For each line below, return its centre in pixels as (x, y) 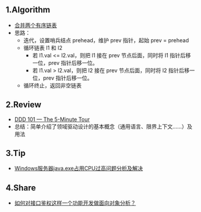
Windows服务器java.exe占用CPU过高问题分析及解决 (79, 169)
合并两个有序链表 (36, 25)
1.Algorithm (28, 10)
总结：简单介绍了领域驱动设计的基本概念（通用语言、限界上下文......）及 (103, 126)
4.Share (21, 188)
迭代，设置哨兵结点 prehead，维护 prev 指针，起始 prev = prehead (106, 40)
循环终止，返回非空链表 (52, 85)
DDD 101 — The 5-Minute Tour (52, 119)
